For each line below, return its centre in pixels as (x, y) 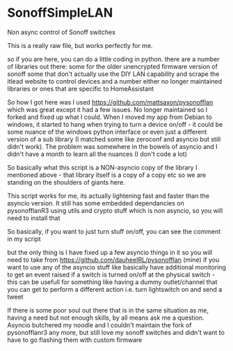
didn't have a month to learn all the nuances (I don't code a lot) (97, 154)
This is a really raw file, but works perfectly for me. (80, 45)
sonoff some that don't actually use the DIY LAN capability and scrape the (113, 74)
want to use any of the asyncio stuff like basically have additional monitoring (116, 267)
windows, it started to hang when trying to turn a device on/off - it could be (115, 124)
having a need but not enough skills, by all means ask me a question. (106, 318)
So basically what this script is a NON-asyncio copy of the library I (102, 167)
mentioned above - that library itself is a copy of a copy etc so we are (107, 175)
